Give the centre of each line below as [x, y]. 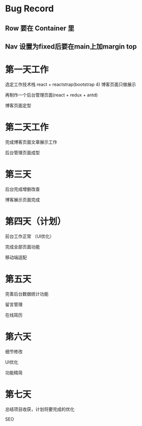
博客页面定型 [18, 105]
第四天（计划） [36, 221]
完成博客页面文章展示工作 [31, 142]
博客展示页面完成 [23, 199]
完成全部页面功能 [23, 246]
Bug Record [30, 9]
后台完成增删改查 [23, 189]
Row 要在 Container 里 [40, 28]
